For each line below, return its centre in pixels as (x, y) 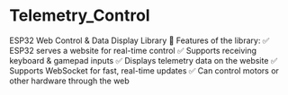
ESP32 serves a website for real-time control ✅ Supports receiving (133, 50)
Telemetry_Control (80, 16)
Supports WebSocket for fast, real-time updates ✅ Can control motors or (144, 70)
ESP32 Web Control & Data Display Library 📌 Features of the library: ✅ (139, 40)
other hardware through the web (70, 81)
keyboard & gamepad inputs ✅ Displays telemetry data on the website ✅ (144, 60)
